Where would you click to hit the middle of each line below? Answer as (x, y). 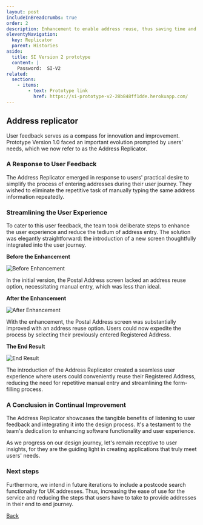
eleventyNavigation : (32, 35)
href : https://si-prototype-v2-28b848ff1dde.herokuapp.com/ (111, 96)
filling (13, 389)
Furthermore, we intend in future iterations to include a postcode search (96, 484)
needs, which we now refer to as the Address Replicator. (77, 149)
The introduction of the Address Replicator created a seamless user (91, 370)
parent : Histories (35, 46)
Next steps (23, 472)
